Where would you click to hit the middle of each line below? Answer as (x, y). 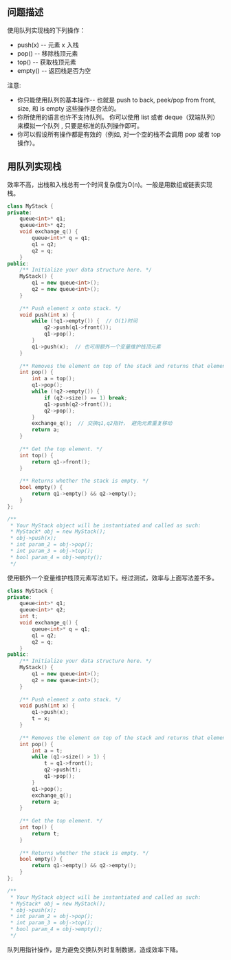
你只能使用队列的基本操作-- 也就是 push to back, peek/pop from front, (117, 100)
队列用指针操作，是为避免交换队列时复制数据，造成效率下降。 (95, 949)
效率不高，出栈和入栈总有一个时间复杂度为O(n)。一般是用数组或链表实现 (110, 184)
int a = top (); (54, 379)
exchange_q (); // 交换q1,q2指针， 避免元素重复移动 (102, 424)
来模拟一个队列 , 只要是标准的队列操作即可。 (80, 125)
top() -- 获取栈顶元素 (47, 62)
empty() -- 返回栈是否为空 (54, 70)
